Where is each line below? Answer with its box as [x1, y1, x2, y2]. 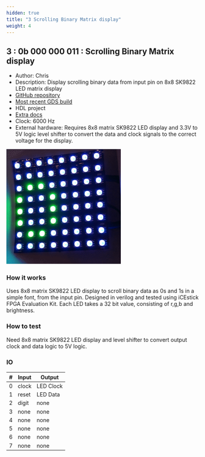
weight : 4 [6, 23, 32, 29]
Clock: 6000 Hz [15, 117, 55, 125]
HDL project [15, 105, 46, 112]
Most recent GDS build [15, 98, 73, 105]
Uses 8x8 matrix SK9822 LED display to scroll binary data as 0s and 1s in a [6, 288, 195, 295]
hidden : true [6, 10, 40, 16]
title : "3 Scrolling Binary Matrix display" [6, 16, 121, 23]
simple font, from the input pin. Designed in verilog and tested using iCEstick [6, 294, 199, 301]
